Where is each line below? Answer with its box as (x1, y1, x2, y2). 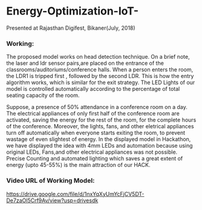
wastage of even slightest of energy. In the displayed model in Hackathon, (6, 136, 191, 143)
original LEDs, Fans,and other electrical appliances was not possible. (6, 148, 178, 156)
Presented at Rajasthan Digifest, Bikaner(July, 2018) (6, 24, 135, 31)
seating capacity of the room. (6, 92, 80, 99)
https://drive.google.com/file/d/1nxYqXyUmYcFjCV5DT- (6, 190, 145, 197)
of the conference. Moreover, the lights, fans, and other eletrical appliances (6, 123, 195, 130)
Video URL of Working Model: (6, 177, 95, 185)
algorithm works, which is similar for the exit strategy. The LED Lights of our (6, 79, 195, 86)
